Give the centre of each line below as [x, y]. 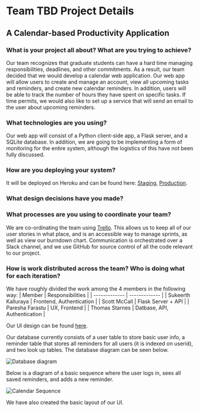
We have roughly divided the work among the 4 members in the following [96, 289]
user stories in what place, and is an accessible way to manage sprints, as [97, 234]
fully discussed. [26, 155]
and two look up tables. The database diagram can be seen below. [88, 349]
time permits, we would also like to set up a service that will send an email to [100, 101]
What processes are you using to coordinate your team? [89, 215]
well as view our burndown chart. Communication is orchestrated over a [94, 240]
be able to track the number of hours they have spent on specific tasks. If [96, 94]
